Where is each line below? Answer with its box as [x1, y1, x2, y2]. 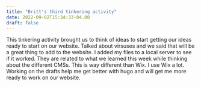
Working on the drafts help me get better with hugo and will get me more [6, 68, 187, 75]
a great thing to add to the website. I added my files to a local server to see [6, 49, 192, 56]
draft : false [6, 20, 39, 26]
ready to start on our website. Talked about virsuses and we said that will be [6, 42, 195, 49]
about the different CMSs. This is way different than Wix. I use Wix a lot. [6, 61, 185, 69]
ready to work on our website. [6, 74, 81, 81]
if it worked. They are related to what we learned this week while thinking [6, 55, 188, 63]
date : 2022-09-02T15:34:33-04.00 [6, 14, 90, 20]
